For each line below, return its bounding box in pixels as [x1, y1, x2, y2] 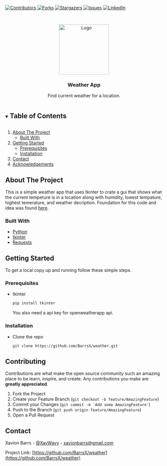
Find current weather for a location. [47, 93, 121, 99]
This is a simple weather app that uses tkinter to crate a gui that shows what [5, 189, 162, 195]
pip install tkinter [12, 301, 55, 306]
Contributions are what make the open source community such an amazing [5, 370, 160, 376]
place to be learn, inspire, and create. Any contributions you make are [5, 376, 149, 382]
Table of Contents [9, 112, 66, 120]
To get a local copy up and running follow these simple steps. [5, 267, 131, 273]
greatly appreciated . [5, 381, 48, 387]
